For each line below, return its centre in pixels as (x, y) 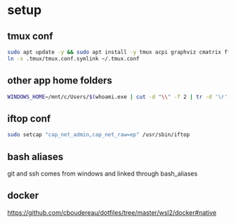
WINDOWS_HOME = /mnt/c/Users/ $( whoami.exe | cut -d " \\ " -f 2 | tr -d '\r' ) (119, 97)
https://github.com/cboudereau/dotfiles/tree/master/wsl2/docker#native (112, 212)
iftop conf (29, 118)
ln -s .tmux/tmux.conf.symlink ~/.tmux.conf (73, 58)
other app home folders (60, 80)
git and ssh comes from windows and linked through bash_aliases (103, 173)
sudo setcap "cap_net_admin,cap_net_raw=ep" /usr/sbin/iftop (99, 135)
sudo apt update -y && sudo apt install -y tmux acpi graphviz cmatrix (114, 52)
